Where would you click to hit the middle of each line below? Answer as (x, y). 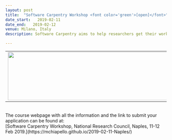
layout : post (19, 10)
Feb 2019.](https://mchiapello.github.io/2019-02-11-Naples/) (69, 132)
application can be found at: (35, 121)
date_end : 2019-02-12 (31, 24)
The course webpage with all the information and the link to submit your (81, 115)
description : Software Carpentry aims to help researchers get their (81, 34)
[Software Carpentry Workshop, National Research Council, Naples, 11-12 (83, 126)
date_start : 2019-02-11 (33, 20)
